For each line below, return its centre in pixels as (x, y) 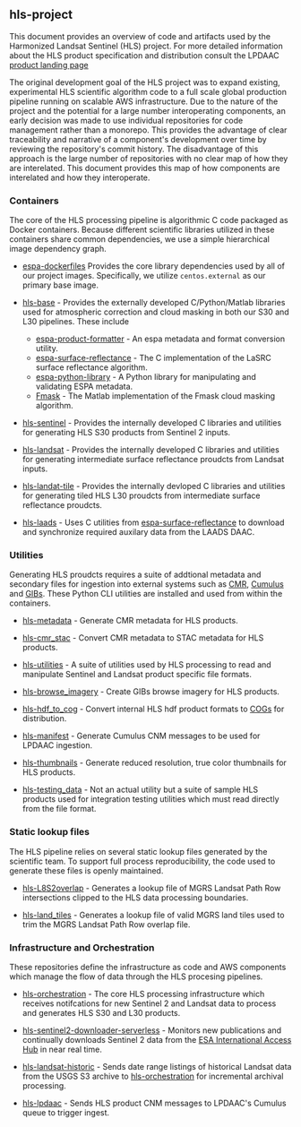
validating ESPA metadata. (84, 387)
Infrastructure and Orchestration (82, 947)
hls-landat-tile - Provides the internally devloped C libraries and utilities (154, 486)
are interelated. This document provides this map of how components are (145, 168)
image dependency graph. (58, 249)
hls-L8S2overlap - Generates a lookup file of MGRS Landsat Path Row (151, 888)
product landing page (49, 65)
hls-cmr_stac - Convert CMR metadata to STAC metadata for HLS (143, 638)
